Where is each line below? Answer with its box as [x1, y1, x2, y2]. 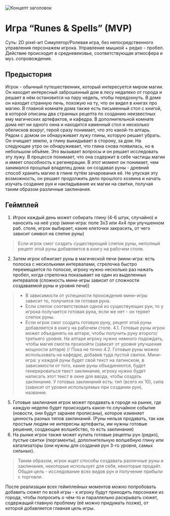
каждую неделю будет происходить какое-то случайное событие [12, 404, 156, 410]
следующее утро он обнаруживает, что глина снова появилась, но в [5, 143, 154, 149]
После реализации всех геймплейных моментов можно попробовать [5, 484, 156, 490]
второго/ [139, 330, 158, 336]
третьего [25, 335, 45, 341]
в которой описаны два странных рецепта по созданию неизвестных [5, 111, 156, 117]
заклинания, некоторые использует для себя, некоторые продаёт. [17, 463, 162, 469]
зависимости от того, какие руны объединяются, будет [25, 362, 146, 368]
